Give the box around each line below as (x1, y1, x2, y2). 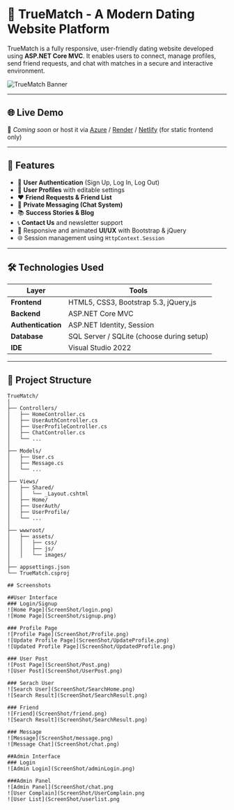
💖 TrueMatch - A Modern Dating (7, 6, 195, 22)
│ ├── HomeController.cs (7, 411, 86, 418)
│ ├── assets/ (7, 533, 54, 540)
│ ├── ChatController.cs (7, 429, 86, 436)
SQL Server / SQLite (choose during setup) (68, 332, 209, 341)
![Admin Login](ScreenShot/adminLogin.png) (7, 765, 136, 772)
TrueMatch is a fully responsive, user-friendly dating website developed (7, 44, 214, 52)
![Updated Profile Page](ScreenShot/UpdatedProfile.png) (7, 643, 176, 650)
